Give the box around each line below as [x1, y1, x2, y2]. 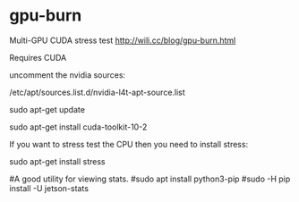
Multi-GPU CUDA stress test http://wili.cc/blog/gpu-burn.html [9, 35, 236, 46]
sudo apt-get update [9, 104, 85, 114]
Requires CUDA [9, 52, 67, 63]
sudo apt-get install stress [9, 156, 106, 166]
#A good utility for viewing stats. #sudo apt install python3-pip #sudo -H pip [9, 173, 291, 184]
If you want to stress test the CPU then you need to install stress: [9, 139, 249, 149]
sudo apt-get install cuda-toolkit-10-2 [9, 122, 148, 132]
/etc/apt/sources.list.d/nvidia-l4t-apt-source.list [9, 87, 185, 97]
